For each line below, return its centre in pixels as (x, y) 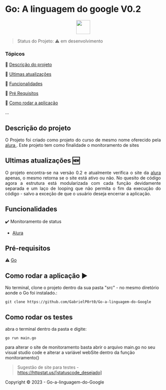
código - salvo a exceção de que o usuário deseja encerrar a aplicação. (78, 193)
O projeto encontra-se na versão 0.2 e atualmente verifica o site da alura (83, 173)
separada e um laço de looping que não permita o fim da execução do (83, 188)
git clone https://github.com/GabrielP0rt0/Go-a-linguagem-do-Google (78, 302)
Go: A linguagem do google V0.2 (73, 9)
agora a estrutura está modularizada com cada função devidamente (83, 183)
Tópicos (15, 54)
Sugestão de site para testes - (48, 367)
